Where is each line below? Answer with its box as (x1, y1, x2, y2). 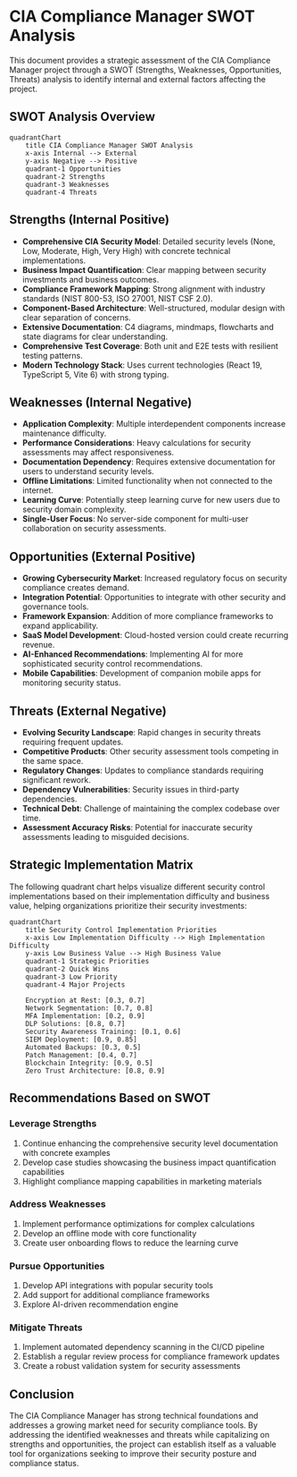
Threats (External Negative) (9, 703, 167, 718)
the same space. (21, 756, 84, 766)
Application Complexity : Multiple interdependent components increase (21, 419, 286, 429)
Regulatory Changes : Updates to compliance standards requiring (21, 765, 264, 776)
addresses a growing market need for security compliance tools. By (9, 1420, 259, 1430)
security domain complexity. (21, 504, 127, 515)
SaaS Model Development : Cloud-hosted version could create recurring (21, 630, 289, 641)
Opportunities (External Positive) (9, 548, 196, 564)
